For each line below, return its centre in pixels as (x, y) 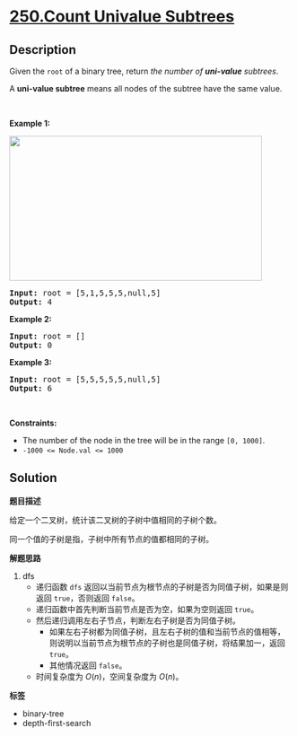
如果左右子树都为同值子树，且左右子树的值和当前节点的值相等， (167, 631)
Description (43, 50)
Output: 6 (31, 388)
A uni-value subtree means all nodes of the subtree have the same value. (146, 88)
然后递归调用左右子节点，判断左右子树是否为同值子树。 (138, 620)
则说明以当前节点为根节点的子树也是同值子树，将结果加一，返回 (167, 643)
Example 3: (31, 362)
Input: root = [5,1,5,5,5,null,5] (85, 293)
